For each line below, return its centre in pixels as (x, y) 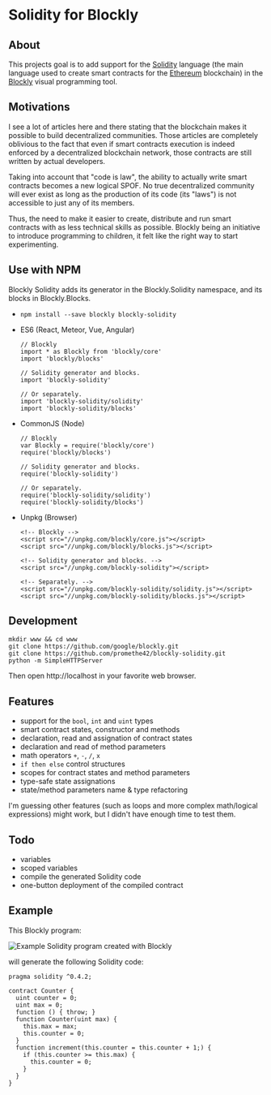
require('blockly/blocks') (66, 452)
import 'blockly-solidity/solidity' (82, 401)
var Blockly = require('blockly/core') (87, 445)
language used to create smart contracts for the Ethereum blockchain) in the (136, 73)
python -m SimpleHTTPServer (56, 661)
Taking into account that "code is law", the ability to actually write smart (128, 177)
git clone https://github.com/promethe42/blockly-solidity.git (117, 654)
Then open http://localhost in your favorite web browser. (102, 676)
